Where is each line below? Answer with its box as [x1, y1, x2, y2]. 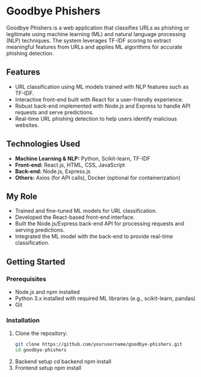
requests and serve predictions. [14, 108, 94, 115]
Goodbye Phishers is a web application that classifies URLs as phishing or [6, 24, 190, 31]
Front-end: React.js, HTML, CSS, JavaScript [14, 161, 125, 168]
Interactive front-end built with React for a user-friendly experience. [14, 96, 184, 103]
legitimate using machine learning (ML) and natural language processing [6, 30, 186, 37]
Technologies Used [6, 139, 80, 149]
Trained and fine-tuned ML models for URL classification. [14, 207, 158, 215]
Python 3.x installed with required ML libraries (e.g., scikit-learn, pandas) [14, 295, 196, 302]
